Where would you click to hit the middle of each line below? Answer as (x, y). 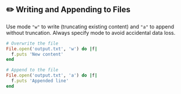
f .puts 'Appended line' (40, 81)
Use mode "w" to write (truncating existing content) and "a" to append (90, 26)
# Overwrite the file (32, 43)
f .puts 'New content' (38, 54)
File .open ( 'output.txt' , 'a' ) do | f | (52, 75)
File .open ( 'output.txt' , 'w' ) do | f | (52, 49)
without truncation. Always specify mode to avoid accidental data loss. (91, 32)
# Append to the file (32, 70)
